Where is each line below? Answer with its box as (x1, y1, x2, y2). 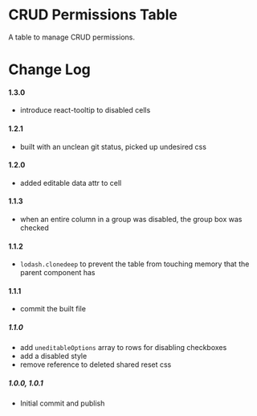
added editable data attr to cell (19, 178, 122, 187)
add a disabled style (19, 352, 88, 361)
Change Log (8, 60, 91, 79)
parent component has (19, 268, 96, 278)
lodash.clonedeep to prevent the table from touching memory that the (19, 259, 250, 269)
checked (19, 223, 50, 233)
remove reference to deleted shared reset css (19, 360, 172, 369)
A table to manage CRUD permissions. (8, 32, 135, 42)
